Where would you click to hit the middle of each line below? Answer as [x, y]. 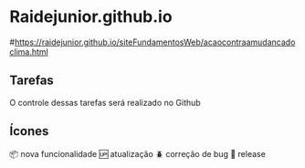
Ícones [29, 131]
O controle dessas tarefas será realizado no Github [105, 102]
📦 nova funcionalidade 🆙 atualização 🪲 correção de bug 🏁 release [138, 153]
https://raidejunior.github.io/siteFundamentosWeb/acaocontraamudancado [155, 42]
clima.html [29, 51]
